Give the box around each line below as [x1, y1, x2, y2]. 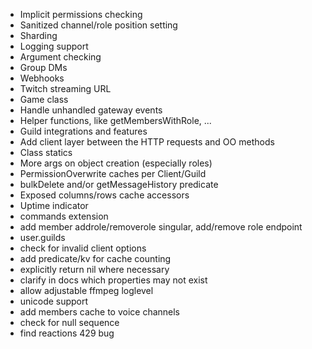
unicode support [19, 295, 89, 307]
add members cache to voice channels [19, 306, 181, 318]
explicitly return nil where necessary [19, 264, 170, 275]
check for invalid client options [19, 242, 147, 254]
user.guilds [19, 232, 66, 243]
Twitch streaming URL [19, 83, 112, 94]
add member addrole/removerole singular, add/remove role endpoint [19, 221, 303, 233]
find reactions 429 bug [19, 327, 115, 339]
